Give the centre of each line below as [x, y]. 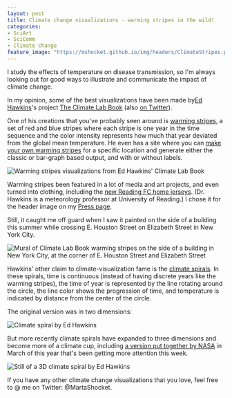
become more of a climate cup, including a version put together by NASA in [115, 345]
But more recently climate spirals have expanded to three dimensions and [112, 338]
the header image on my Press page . [60, 206]
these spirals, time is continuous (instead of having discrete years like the [112, 276]
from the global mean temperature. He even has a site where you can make [114, 143]
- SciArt [20, 33]
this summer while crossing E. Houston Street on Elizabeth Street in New [110, 227]
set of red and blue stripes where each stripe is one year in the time [104, 128]
